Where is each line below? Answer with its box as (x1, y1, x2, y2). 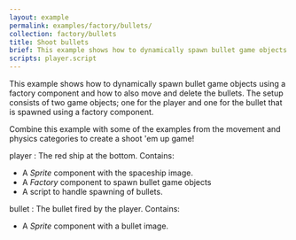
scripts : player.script (9, 54, 97, 63)
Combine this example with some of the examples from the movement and (9, 124, 281, 134)
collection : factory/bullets (9, 29, 117, 38)
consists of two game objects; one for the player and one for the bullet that (9, 97, 283, 107)
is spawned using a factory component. (9, 107, 154, 117)
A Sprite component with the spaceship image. (21, 167, 193, 178)
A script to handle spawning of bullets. (21, 187, 163, 197)
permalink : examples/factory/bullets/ (9, 21, 152, 30)
